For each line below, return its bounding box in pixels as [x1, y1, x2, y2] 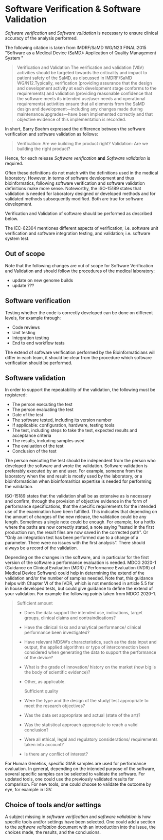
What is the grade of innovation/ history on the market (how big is [24, 664, 156, 670]
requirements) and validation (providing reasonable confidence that [17, 90, 152, 96]
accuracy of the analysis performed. [5, 35, 78, 41]
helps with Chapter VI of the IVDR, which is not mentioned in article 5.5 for [5, 581, 154, 586]
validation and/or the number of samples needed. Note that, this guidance [5, 575, 153, 581]
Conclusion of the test [12, 448, 57, 454]
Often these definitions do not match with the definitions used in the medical [5, 170, 158, 175]
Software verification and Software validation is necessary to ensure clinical [5, 30, 158, 36]
